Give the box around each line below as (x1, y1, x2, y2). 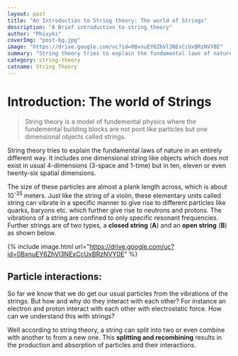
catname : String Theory (7, 63, 78, 70)
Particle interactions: (7, 270, 103, 282)
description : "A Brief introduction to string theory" (7, 23, 173, 30)
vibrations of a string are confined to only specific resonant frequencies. (7, 213, 219, 222)
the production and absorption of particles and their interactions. (7, 341, 197, 350)
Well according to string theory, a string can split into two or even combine (7, 326, 225, 334)
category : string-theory (7, 57, 81, 64)
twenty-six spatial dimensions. (7, 168, 97, 177)
